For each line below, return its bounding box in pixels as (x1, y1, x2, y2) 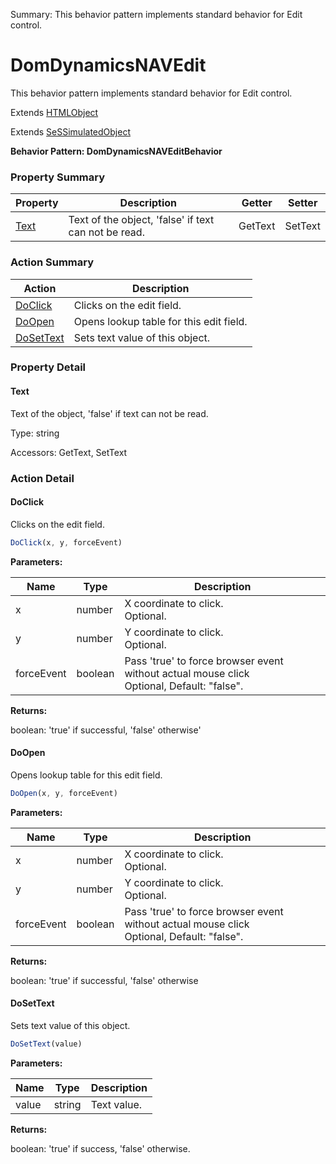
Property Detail (10, 360, 87, 374)
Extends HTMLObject (10, 106, 99, 118)
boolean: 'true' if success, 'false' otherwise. (10, 1142, 191, 1154)
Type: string (10, 427, 60, 439)
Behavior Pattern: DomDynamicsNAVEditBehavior (10, 145, 223, 157)
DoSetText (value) (10, 1039, 83, 1049)
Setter (287, 196, 318, 210)
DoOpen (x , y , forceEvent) (10, 788, 118, 798)
